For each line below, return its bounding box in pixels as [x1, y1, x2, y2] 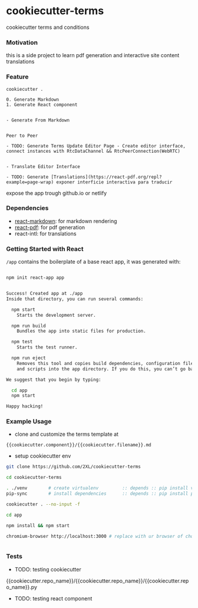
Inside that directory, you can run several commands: [6, 296, 144, 302]
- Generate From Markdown [6, 117, 70, 123]
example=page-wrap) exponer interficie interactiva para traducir [6, 179, 173, 185]
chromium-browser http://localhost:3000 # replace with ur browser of [6, 533, 183, 539]
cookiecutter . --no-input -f [6, 501, 81, 507]
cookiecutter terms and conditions [6, 24, 90, 31]
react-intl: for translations [14, 230, 77, 237]
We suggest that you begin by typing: [6, 376, 101, 383]
